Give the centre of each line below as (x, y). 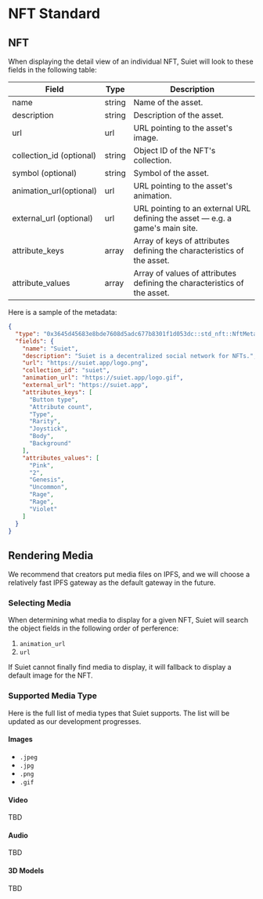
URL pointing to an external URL (192, 208)
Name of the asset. (168, 102)
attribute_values (41, 283)
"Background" (50, 444)
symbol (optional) (44, 173)
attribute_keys (38, 250)
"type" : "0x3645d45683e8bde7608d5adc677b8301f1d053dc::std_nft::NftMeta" (138, 334)
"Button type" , (54, 400)
